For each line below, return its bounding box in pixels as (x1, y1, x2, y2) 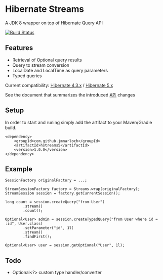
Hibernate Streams (5, 3, 84, 15)
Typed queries (12, 73, 42, 79)
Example (5, 165, 33, 173)
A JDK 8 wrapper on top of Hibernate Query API (5, 20, 103, 26)
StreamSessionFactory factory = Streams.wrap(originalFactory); (5, 187, 140, 191)
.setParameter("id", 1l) (23, 226, 74, 231)
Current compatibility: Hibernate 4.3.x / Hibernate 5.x (5, 82, 113, 88)
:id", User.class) (5, 221, 43, 226)
